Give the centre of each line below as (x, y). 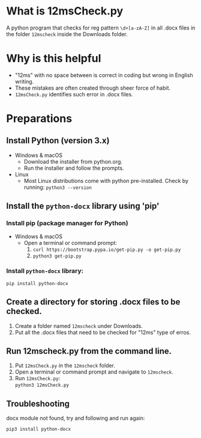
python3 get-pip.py (57, 256)
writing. (24, 81)
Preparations (39, 119)
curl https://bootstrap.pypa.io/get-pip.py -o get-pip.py (107, 250)
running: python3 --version (58, 187)
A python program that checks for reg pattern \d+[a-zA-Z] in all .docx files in (101, 28)
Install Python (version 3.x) (58, 140)
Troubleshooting (38, 403)
